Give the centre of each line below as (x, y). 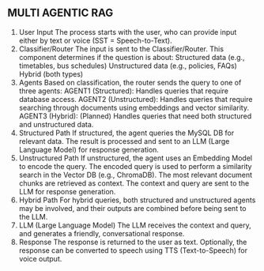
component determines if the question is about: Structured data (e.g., (132, 57)
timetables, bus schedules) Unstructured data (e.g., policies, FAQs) (128, 66)
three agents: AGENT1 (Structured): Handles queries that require (123, 91)
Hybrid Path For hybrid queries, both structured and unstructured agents (137, 200)
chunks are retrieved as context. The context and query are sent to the (134, 183)
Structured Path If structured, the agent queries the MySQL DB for (126, 133)
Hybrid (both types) (51, 73)
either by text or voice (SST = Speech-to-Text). (95, 40)
